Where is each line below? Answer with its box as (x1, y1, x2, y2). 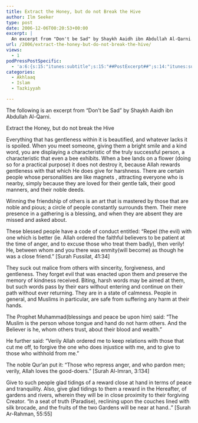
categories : (6, 69, 35, 75)
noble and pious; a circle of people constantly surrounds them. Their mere (6, 204, 187, 211)
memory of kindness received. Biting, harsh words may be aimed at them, (6, 277, 186, 284)
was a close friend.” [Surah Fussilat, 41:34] (6, 253, 110, 260)
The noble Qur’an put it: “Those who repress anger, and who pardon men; (6, 361, 186, 368)
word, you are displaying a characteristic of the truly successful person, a (6, 148, 185, 155)
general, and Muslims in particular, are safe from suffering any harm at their (6, 296, 190, 303)
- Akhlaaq (11, 74, 35, 80)
